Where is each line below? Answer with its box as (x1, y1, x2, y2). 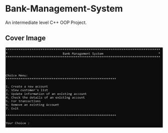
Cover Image (5, 34, 46, 42)
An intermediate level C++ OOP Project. (5, 19, 87, 25)
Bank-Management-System (5, 3, 123, 14)
